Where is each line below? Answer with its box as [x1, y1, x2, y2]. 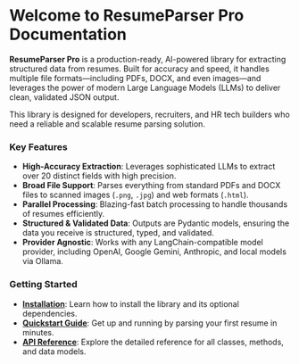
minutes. [21, 327, 55, 337]
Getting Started [9, 278, 78, 291]
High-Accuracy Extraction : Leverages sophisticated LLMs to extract [21, 161, 276, 172]
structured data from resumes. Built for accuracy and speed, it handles [9, 63, 270, 74]
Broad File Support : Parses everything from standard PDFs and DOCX [21, 180, 281, 191]
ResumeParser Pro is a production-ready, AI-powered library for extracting [9, 54, 287, 64]
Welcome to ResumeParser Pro [9, 5, 245, 26]
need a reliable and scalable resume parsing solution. [9, 118, 205, 129]
